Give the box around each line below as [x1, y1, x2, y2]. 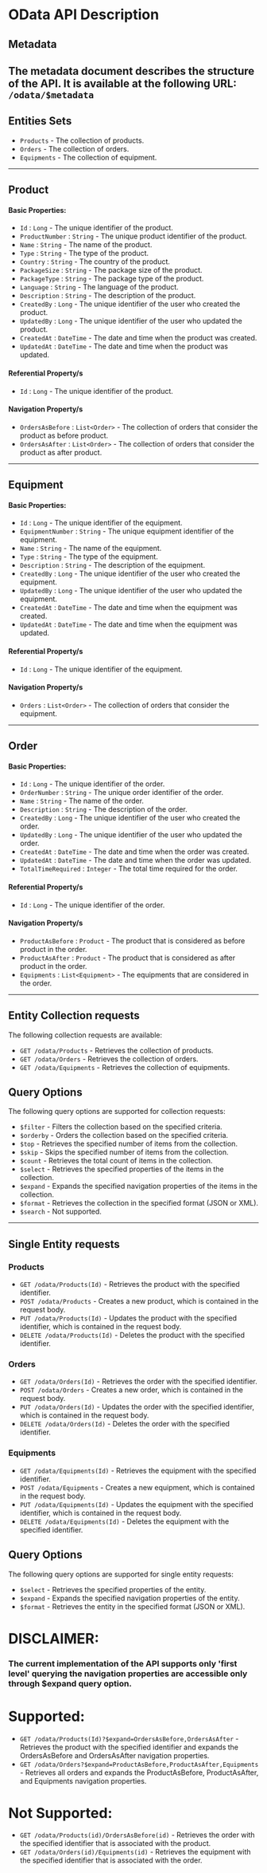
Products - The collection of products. [19, 136, 145, 145]
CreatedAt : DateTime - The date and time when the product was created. [19, 333, 257, 343]
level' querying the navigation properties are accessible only [8, 1668, 248, 1679]
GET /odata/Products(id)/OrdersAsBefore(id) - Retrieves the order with [19, 1830, 256, 1840]
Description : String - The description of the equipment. [19, 561, 205, 570]
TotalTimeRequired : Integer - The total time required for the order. [19, 864, 238, 874]
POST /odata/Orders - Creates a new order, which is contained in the [19, 1385, 244, 1395]
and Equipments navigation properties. [19, 1776, 147, 1785]
